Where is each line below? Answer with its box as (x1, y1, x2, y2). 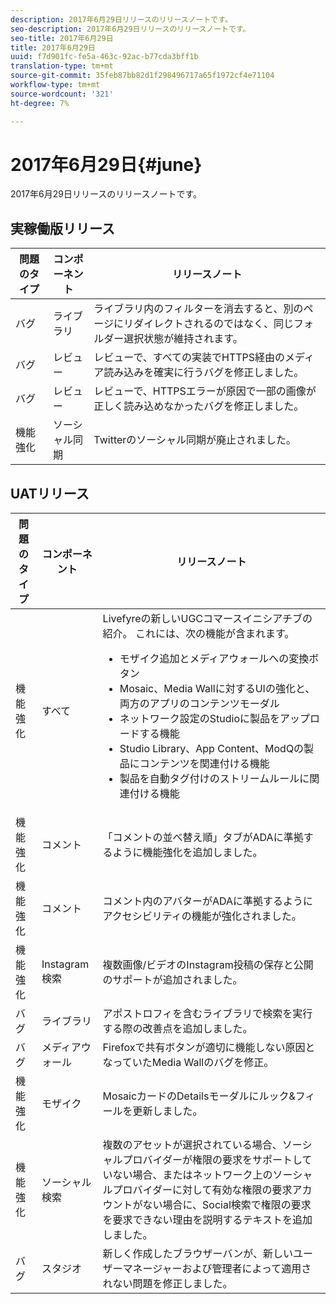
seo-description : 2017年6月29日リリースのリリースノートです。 (10, 24, 251, 34)
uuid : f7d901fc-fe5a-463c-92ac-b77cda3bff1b (10, 52, 199, 62)
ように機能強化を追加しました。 (112, 846, 263, 860)
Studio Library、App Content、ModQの (119, 742, 305, 756)
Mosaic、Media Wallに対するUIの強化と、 (119, 682, 316, 696)
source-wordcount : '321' (10, 89, 114, 99)
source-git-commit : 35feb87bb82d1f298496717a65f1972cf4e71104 (10, 71, 275, 81)
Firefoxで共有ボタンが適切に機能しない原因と (102, 1041, 316, 1055)
